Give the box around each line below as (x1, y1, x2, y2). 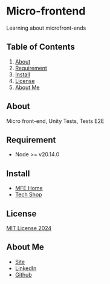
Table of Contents (6, 42, 76, 52)
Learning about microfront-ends (6, 24, 86, 31)
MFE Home (15, 185, 44, 192)
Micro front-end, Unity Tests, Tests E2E (6, 117, 105, 125)
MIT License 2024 (6, 225, 52, 231)
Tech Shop (15, 191, 42, 198)
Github (15, 271, 32, 278)
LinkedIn (15, 265, 37, 272)
